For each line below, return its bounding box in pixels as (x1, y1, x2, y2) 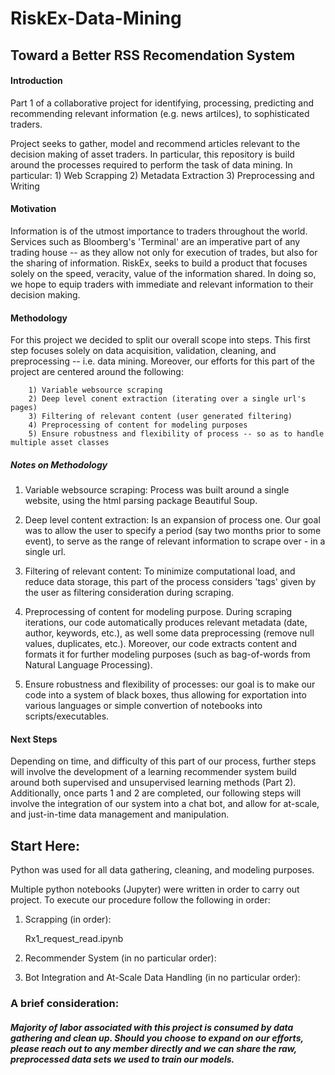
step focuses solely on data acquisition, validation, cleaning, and (10, 345, 277, 357)
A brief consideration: (10, 997, 120, 1011)
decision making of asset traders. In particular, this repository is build (10, 148, 295, 160)
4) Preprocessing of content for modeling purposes (28, 420, 248, 431)
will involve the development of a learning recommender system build (10, 766, 297, 778)
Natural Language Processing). (24, 659, 153, 671)
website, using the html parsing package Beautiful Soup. (24, 495, 258, 507)
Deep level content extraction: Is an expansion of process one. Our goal (24, 514, 321, 526)
